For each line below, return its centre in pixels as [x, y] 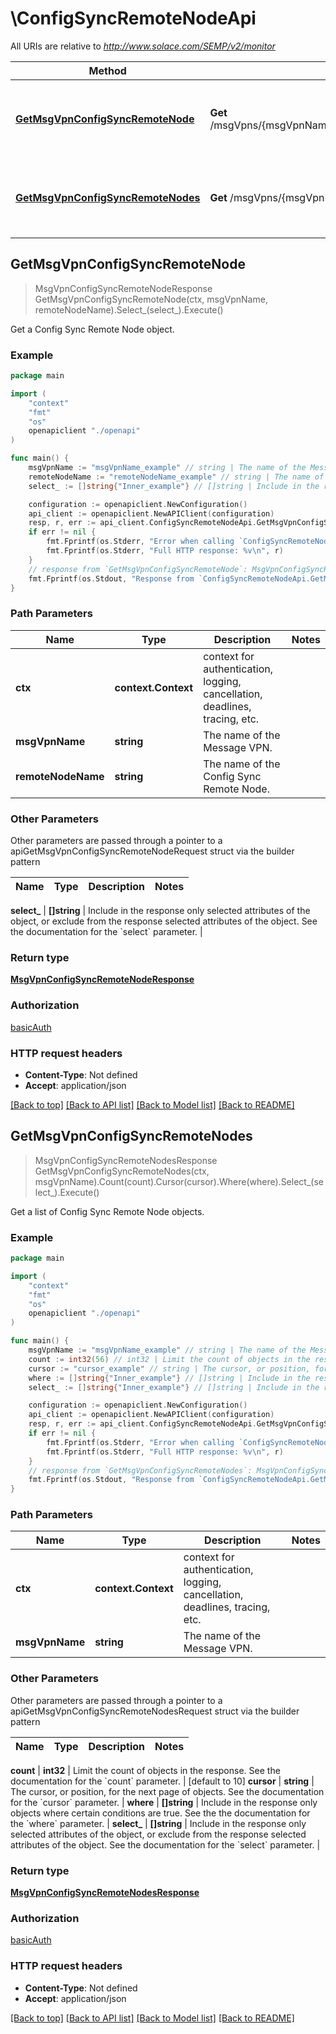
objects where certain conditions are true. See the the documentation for [160, 1813]
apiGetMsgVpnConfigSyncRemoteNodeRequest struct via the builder [152, 851]
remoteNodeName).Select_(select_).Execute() [129, 309]
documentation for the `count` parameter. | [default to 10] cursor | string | [162, 1781]
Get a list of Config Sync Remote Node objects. [107, 1211]
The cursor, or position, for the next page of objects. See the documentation [167, 1791]
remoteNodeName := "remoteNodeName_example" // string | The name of [176, 477]
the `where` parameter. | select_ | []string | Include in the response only [158, 1823]
